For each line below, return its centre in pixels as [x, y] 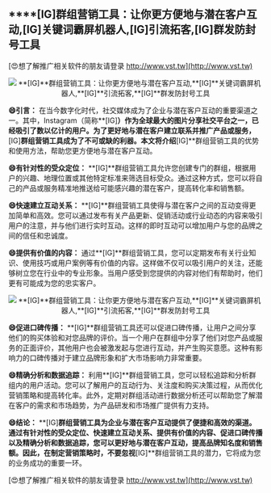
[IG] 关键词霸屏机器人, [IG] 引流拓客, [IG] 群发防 [134, 29]
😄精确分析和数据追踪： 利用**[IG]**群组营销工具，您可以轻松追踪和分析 [129, 375]
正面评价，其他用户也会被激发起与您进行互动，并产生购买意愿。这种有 [139, 348]
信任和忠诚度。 [47, 235]
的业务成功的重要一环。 [47, 462]
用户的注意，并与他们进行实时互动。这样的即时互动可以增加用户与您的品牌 [132, 225]
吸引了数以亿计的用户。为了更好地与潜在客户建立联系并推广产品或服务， [135, 130]
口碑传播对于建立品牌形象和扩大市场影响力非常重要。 [118, 357]
